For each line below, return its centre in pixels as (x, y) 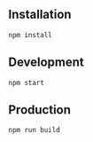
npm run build (35, 130)
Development (46, 63)
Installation (40, 15)
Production (40, 110)
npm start (27, 83)
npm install (30, 35)
